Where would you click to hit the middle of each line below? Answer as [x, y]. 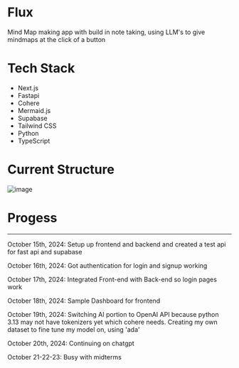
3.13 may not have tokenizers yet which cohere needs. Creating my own [113, 322]
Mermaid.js [34, 110]
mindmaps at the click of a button [57, 39]
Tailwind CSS [37, 126]
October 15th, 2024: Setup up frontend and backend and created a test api [117, 244]
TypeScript [34, 141]
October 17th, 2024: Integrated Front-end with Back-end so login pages [112, 279]
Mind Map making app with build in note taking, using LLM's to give [106, 32]
